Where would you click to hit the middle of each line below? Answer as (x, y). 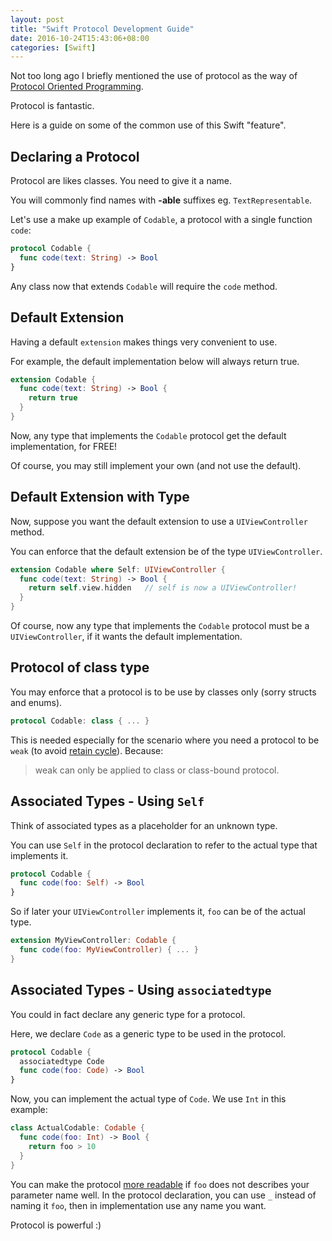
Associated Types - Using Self (107, 801)
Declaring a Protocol (75, 156)
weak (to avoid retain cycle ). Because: (87, 750)
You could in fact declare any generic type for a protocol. (128, 1014)
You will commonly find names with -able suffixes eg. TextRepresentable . (161, 200)
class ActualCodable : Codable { (77, 1128)
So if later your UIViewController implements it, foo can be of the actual (158, 912)
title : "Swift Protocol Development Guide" (102, 29)
